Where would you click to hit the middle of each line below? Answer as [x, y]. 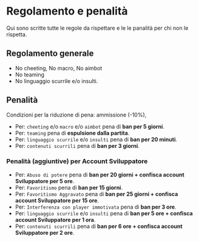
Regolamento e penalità [67, 11]
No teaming [29, 75]
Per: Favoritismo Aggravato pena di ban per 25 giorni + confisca [96, 194]
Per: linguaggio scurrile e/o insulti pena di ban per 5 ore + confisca [104, 213]
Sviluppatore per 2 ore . [45, 232]
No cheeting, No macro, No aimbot [59, 68]
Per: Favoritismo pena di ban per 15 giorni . [69, 187]
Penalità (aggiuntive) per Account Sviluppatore [77, 161]
